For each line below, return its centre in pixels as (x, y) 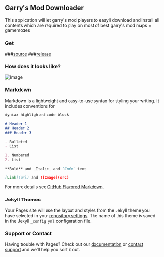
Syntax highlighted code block (37, 115)
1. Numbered (17, 155)
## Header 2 (17, 128)
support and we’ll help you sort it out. (43, 250)
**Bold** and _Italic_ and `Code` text (46, 169)
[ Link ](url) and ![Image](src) (37, 177)
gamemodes (18, 30)
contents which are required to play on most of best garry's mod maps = (78, 25)
